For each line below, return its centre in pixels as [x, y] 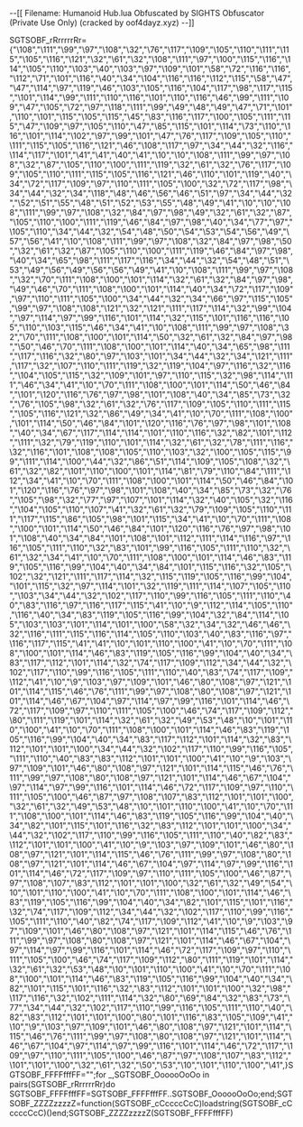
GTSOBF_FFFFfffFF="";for [58, 1075]
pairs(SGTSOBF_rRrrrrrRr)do [62, 1084]
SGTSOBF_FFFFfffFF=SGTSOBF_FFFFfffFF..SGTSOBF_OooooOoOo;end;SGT [151, 1094]
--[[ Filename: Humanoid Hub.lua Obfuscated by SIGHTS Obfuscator [137, 13]
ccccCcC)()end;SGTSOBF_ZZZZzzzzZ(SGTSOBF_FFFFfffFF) [121, 1113]
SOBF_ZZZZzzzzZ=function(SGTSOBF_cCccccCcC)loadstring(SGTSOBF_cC [151, 1103]
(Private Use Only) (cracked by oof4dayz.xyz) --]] [102, 23]
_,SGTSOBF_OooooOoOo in [159, 1075]
